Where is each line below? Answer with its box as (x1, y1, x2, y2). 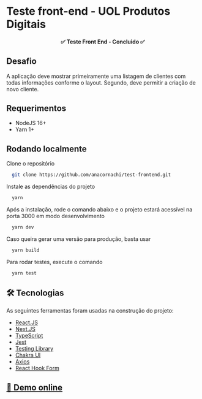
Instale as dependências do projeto (6, 183, 95, 191)
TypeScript (15, 332, 43, 340)
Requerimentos (6, 103, 67, 113)
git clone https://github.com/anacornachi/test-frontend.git (12, 172, 171, 178)
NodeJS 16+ (15, 120, 47, 127)
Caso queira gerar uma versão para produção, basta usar (6, 235, 151, 243)
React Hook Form (15, 365, 59, 372)
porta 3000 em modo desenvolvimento (6, 212, 105, 219)
